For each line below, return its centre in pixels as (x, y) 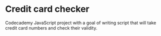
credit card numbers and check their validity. (51, 28)
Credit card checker (47, 9)
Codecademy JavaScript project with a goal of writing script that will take (81, 23)
